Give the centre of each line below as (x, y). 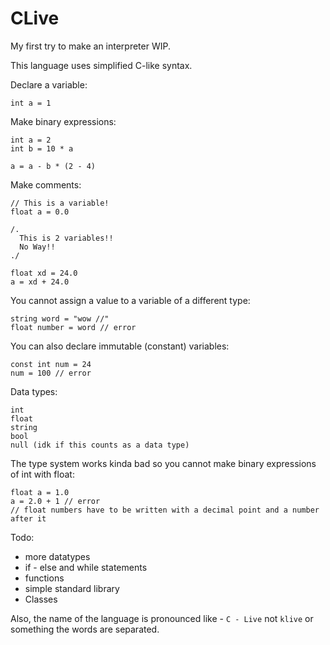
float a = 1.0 (40, 492)
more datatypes (57, 556)
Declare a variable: (49, 84)
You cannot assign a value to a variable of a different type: (130, 300)
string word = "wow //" (60, 318)
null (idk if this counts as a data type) (100, 445)
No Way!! (37, 247)
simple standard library (72, 588)
